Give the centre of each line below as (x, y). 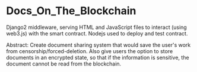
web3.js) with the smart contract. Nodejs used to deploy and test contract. (97, 33)
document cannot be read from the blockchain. (64, 64)
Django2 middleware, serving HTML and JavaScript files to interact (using (96, 27)
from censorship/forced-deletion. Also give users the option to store (90, 51)
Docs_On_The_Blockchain (71, 11)
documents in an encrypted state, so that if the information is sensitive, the (98, 57)
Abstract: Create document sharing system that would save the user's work (99, 45)
